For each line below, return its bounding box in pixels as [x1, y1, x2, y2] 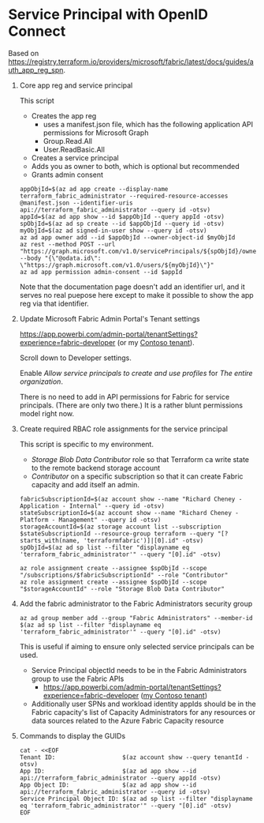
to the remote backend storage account [31, 463, 161, 472]
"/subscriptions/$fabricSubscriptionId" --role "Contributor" [19, 571, 229, 579]
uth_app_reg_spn [8, 65, 64, 74]
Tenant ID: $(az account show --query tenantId [19, 753, 243, 761]
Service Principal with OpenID [8, 6, 209, 24]
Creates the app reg [31, 111, 97, 120]
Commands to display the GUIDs [19, 731, 126, 740]
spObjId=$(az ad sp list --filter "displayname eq [19, 543, 190, 551]
